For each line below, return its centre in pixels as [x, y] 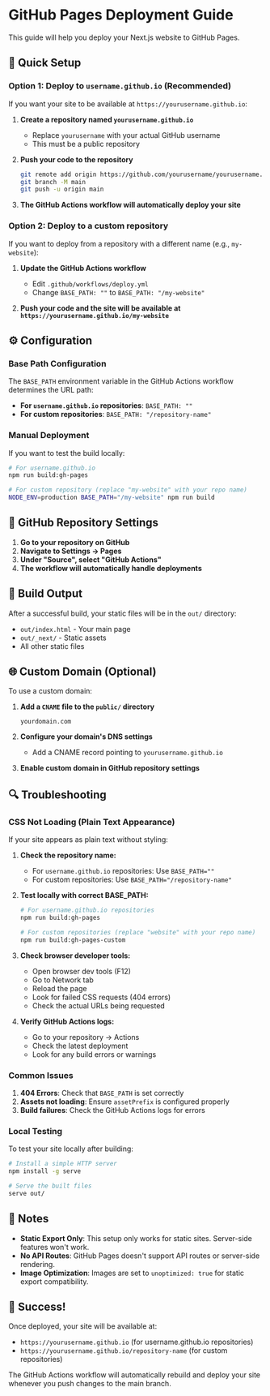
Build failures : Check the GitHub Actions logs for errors [113, 1110]
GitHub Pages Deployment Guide [121, 15]
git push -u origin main [62, 189]
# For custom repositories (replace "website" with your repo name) [138, 932]
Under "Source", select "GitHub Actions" [91, 559]
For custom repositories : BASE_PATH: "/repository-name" [116, 415]
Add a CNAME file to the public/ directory [87, 707]
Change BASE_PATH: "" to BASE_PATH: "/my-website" [118, 292]
